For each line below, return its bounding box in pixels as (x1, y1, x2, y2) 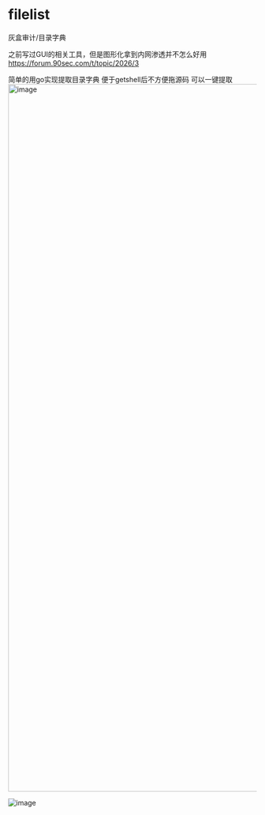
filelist (8, 6, 50, 24)
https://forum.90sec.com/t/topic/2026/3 (8, 58, 140, 68)
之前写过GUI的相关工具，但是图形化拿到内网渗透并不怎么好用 (8, 49, 207, 58)
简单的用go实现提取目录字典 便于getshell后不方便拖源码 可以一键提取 (8, 74, 233, 84)
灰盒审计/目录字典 (8, 32, 67, 42)
